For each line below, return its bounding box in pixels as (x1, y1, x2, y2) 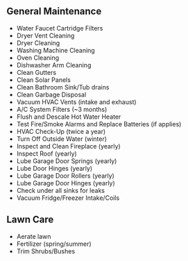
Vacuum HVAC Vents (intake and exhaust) (16, 97, 137, 106)
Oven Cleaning (16, 53, 60, 62)
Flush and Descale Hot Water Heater (16, 112, 121, 121)
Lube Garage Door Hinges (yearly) (16, 178, 115, 187)
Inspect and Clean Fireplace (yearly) (16, 142, 121, 150)
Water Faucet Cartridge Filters (16, 24, 103, 32)
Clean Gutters (16, 68, 57, 76)
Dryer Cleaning (16, 38, 60, 47)
